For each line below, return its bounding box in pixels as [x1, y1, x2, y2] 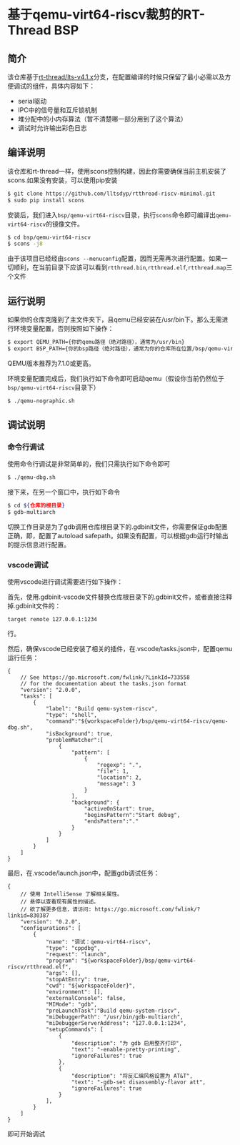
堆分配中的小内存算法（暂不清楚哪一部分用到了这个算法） [17, 115, 187, 123]
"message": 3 [96, 780, 136, 788]
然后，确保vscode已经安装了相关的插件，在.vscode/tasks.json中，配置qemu [7, 645, 233, 653]
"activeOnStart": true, [84, 806, 155, 813]
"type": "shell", [45, 712, 98, 719]
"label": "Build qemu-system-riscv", [45, 705, 159, 713]
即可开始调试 [7, 1130, 45, 1139]
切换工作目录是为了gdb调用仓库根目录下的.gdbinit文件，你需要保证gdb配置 [7, 522, 228, 531]
